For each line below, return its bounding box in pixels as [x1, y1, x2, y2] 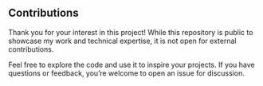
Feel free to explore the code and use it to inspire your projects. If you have [8, 60, 255, 69]
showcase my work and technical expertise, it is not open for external [8, 36, 237, 45]
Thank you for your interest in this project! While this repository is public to [8, 27, 253, 37]
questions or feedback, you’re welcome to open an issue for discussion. [8, 68, 245, 78]
